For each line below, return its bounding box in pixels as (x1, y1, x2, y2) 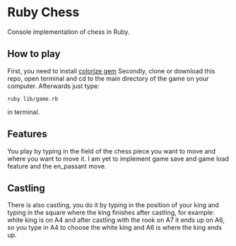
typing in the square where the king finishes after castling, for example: (7, 209, 215, 217)
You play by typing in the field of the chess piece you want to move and (7, 147, 216, 155)
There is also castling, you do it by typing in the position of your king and (7, 201, 219, 209)
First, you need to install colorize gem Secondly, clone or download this (7, 66, 216, 75)
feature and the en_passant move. (7, 161, 107, 170)
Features (7, 128, 47, 140)
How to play (7, 48, 61, 60)
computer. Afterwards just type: (7, 82, 100, 90)
